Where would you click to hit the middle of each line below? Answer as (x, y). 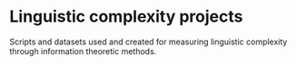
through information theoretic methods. (83, 51)
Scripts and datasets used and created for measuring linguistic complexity (148, 42)
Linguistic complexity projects (126, 17)
